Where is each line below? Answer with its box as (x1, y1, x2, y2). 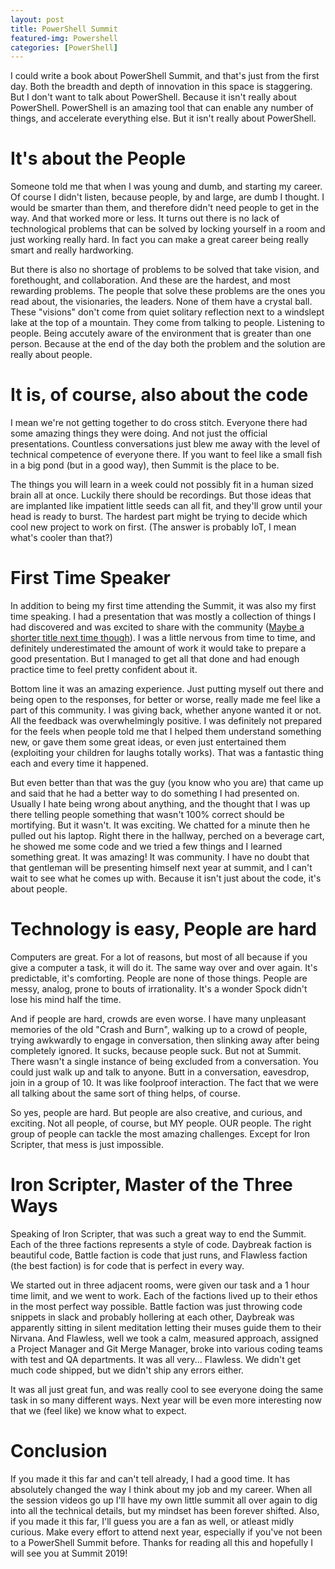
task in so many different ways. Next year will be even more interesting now (10, 1394, 322, 1406)
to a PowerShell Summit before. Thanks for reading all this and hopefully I (10, 1536, 313, 1548)
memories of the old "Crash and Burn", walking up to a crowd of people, (10, 1024, 308, 1035)
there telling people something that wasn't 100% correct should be (10, 809, 285, 821)
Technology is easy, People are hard (10, 918, 317, 941)
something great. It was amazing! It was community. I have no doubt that (10, 851, 310, 863)
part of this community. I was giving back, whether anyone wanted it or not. (10, 704, 322, 716)
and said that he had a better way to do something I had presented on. (10, 787, 300, 800)
